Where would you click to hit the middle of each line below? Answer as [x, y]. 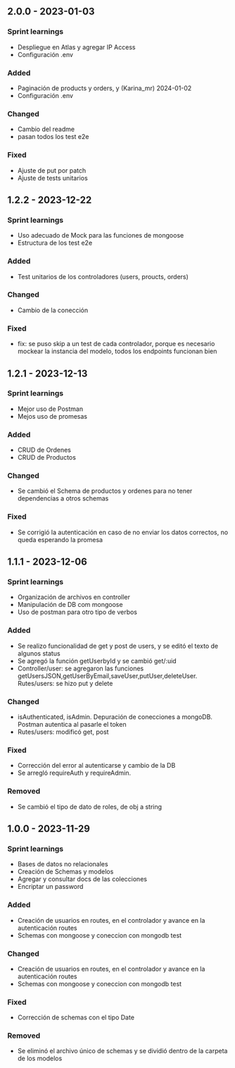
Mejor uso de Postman [50, 409]
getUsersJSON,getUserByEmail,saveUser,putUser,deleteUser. [107, 675]
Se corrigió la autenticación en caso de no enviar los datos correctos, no [123, 532]
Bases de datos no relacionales [63, 864]
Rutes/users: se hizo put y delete [65, 683]
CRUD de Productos [46, 458]
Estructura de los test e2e [55, 243]
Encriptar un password [50, 887]
